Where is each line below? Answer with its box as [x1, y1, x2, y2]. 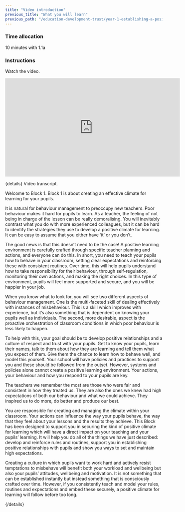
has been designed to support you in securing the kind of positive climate [5, 423, 157, 430]
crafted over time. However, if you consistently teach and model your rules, [5, 481, 160, 487]
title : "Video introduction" [5, 7, 66, 12]
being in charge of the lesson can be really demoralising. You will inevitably [5, 216, 160, 222]
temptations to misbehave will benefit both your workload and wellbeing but [5, 465, 161, 471]
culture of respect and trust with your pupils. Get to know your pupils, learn [5, 340, 160, 346]
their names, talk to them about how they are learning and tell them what [5, 346, 154, 352]
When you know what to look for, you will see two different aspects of [5, 293, 149, 300]
